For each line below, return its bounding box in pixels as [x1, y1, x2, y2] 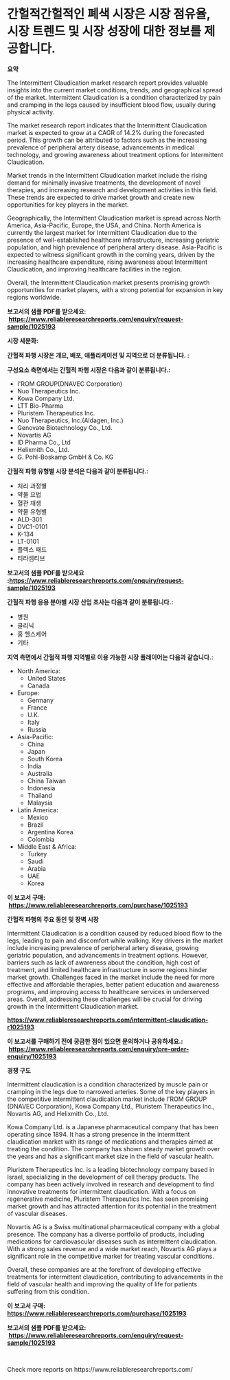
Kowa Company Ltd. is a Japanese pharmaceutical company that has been [7, 1122, 219, 1131]
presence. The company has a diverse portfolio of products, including [7, 1230, 205, 1238]
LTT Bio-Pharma [16, 401, 64, 410]
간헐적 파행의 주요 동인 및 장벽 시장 [7, 915, 100, 923]
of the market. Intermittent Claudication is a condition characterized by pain [7, 93, 221, 101]
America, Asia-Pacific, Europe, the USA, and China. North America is [7, 221, 202, 229]
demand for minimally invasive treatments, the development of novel [7, 178, 201, 187]
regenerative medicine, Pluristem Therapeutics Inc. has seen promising [7, 1195, 209, 1203]
